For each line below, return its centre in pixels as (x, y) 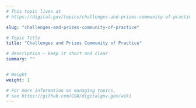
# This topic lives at (34, 11)
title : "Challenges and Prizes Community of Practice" (74, 43)
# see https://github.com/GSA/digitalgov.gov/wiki (69, 96)
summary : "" (20, 59)
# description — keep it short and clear (57, 54)
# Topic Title (23, 38)
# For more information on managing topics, (61, 91)
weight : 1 (18, 80)
